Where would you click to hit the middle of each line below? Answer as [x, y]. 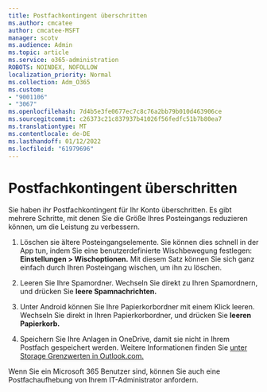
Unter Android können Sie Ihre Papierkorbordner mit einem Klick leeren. [137, 307]
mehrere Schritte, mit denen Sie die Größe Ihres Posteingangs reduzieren [128, 219]
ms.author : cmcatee [41, 23]
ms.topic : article [39, 52]
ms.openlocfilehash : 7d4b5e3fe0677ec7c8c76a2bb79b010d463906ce [115, 112]
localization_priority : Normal [60, 75]
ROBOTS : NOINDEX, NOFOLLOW [53, 68]
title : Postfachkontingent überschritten [78, 16]
